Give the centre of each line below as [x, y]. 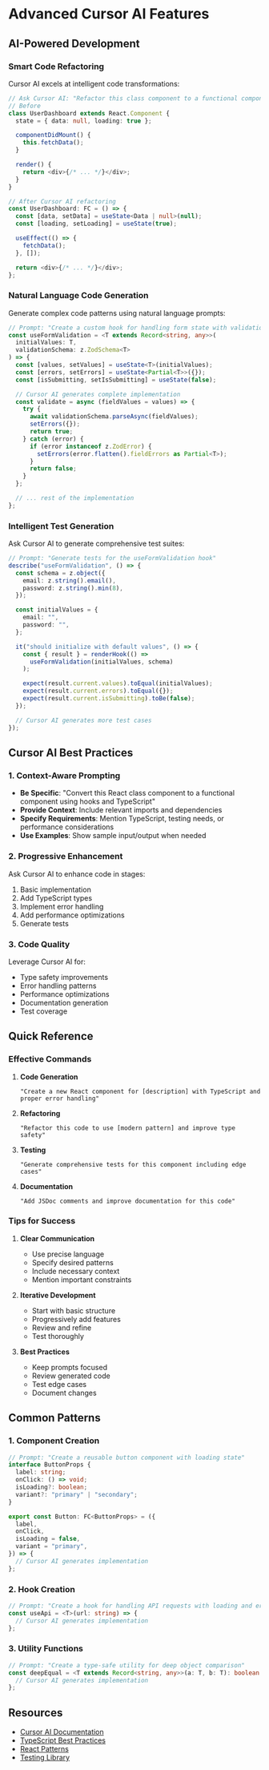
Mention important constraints [82, 1280]
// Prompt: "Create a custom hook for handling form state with [118, 328]
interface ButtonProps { [50, 1465]
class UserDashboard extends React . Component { [89, 113]
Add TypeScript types [56, 897]
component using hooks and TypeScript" [88, 801]
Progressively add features [76, 1319]
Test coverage [44, 1011]
